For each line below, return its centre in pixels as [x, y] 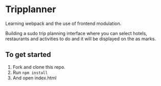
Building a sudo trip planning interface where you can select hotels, [76, 33]
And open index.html [34, 78]
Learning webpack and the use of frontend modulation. [63, 23]
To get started [28, 55]
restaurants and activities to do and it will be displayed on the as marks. [80, 39]
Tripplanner [31, 9]
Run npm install [30, 72]
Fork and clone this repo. [39, 67]
